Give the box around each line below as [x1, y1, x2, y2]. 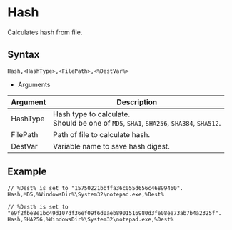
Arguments [17, 80, 51, 89]
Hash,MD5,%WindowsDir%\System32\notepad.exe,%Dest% [7, 191, 164, 198]
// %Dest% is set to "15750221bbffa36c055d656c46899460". [7, 184, 183, 191]
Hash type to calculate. [53, 109, 131, 119]
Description [116, 97, 158, 107]
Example [7, 166, 47, 178]
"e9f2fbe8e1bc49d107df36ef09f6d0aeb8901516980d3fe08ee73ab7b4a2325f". [7, 209, 222, 216]
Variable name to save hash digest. [53, 141, 170, 151]
